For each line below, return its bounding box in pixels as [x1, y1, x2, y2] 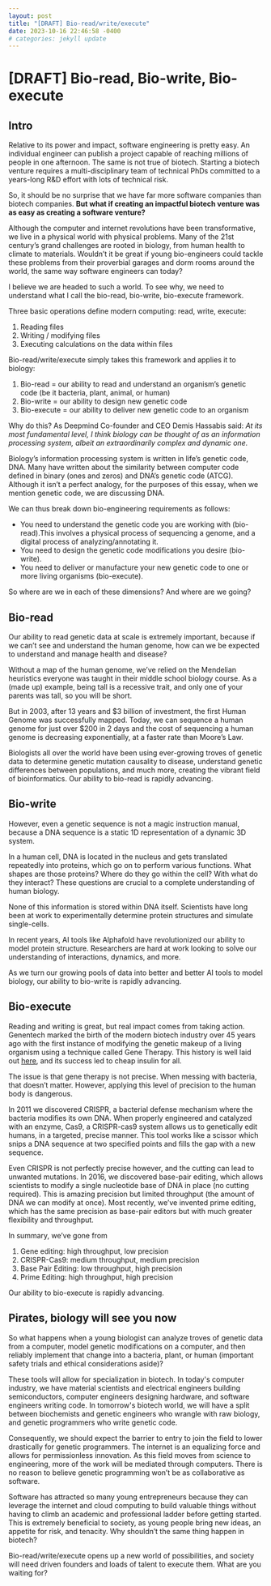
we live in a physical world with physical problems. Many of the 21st [8, 232, 235, 242]
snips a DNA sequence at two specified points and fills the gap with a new [8, 1139, 256, 1148]
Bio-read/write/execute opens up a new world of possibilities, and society [8, 1550, 255, 1560]
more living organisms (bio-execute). [19, 571, 144, 581]
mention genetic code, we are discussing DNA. [8, 488, 165, 498]
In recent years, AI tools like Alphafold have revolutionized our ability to [8, 934, 245, 944]
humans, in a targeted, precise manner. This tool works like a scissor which [8, 1130, 259, 1139]
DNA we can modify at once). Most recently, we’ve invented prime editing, [8, 1197, 256, 1208]
